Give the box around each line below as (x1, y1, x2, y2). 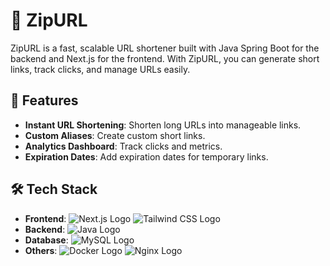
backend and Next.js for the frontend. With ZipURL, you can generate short (10, 52, 320, 64)
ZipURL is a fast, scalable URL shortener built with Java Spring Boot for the (10, 42, 320, 54)
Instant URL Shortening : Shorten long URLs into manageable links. (24, 119, 302, 131)
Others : (24, 244, 58, 256)
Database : (24, 234, 69, 246)
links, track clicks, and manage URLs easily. (10, 63, 191, 75)
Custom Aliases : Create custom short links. (24, 129, 206, 141)
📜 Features (10, 92, 79, 109)
